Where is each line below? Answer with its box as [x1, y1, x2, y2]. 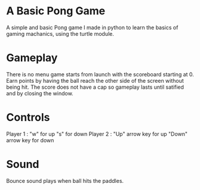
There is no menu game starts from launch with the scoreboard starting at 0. [6, 70, 194, 78]
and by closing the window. [6, 89, 73, 96]
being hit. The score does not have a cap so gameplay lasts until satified [6, 83, 184, 91]
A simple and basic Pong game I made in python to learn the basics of [6, 24, 179, 31]
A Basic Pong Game [6, 4, 106, 18]
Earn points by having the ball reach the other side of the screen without [6, 77, 184, 84]
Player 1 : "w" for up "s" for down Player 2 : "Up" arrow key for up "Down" [6, 130, 188, 138]
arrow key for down [6, 136, 54, 144]
